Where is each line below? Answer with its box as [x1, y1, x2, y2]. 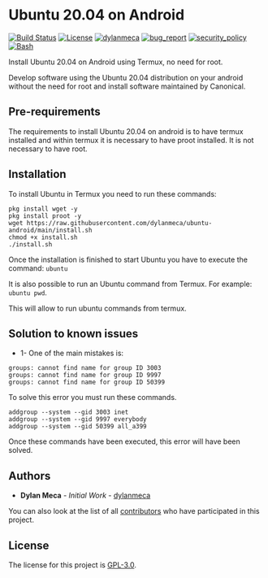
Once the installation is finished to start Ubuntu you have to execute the [8, 254, 248, 264]
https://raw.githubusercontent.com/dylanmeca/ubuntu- [26, 219, 213, 227]
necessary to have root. [8, 144, 88, 154]
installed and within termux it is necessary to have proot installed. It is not [8, 135, 254, 145]
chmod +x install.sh [8, 233, 79, 241]
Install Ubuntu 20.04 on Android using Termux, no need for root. [8, 57, 223, 67]
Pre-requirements [8, 105, 102, 119]
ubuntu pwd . [8, 287, 47, 298]
